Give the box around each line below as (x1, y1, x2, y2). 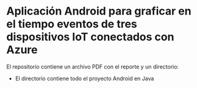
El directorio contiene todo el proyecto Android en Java (15, 75, 154, 82)
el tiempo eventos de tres (6, 17, 137, 31)
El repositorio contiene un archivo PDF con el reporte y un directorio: (6, 63, 179, 70)
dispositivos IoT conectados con (6, 30, 174, 44)
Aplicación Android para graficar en (6, 4, 192, 18)
